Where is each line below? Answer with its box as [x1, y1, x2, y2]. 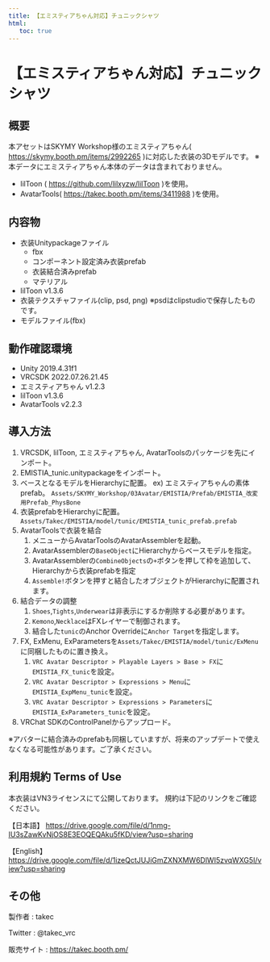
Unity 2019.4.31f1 [19, 364, 77, 373]
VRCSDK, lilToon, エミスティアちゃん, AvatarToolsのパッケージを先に [19, 447, 249, 457]
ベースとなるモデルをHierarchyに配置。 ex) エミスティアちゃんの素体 [19, 478, 250, 487]
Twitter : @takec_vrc [8, 928, 77, 938]
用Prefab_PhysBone [19, 498, 81, 507]
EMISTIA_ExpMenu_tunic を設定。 [31, 687, 137, 696]
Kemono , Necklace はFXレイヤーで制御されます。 [31, 616, 185, 625]
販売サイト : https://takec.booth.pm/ [8, 945, 129, 955]
